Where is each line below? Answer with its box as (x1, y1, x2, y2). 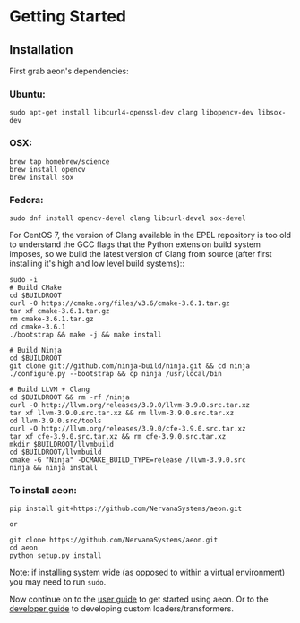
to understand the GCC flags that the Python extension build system (9, 239, 261, 250)
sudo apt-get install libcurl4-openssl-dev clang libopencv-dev (9, 108, 254, 117)
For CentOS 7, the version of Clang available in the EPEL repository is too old (9, 229, 292, 240)
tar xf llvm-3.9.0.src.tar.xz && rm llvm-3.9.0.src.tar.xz (9, 408, 235, 417)
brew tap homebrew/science (9, 157, 110, 166)
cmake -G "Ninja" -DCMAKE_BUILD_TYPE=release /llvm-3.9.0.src (9, 455, 246, 465)
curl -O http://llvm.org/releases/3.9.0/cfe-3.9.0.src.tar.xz (9, 423, 246, 433)
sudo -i (9, 275, 39, 284)
